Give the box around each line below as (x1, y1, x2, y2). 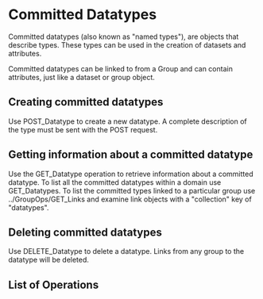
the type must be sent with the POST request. (8, 125, 158, 134)
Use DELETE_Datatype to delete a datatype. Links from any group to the (8, 247, 245, 256)
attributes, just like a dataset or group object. (8, 72, 155, 82)
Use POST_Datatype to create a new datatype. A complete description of (8, 117, 248, 126)
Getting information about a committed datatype (8, 148, 253, 162)
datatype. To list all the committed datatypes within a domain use (8, 177, 222, 187)
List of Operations (8, 278, 99, 291)
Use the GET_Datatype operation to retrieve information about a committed (8, 169, 253, 178)
